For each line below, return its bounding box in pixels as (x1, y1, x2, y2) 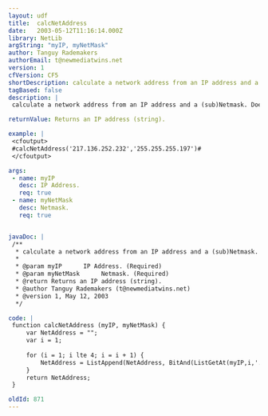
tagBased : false (8, 86, 62, 94)
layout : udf (8, 11, 48, 20)
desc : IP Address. (18, 182, 81, 190)
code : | (8, 314, 34, 322)
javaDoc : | (8, 233, 45, 241)
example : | (8, 130, 45, 138)
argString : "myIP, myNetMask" (8, 42, 109, 50)
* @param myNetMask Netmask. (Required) (15, 270, 170, 278)
